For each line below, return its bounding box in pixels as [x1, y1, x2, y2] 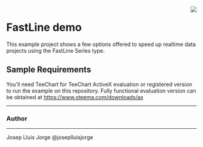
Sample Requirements [6, 65, 92, 75]
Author [6, 114, 28, 123]
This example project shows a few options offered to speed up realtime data [6, 41, 196, 48]
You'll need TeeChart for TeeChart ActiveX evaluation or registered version [6, 80, 192, 88]
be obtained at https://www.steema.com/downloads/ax [6, 93, 144, 100]
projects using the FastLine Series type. [6, 47, 105, 54]
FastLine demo [6, 21, 82, 34]
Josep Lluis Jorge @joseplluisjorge [6, 134, 94, 141]
